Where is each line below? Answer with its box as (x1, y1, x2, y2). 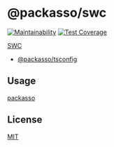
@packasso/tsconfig (17, 54, 78, 63)
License (7, 114, 43, 126)
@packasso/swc (7, 5, 107, 21)
